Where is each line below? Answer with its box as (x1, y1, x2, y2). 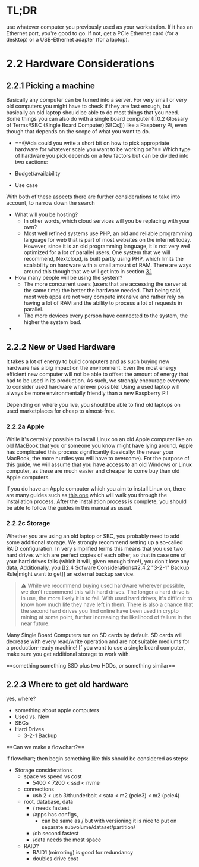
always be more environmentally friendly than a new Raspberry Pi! (6, 389, 169, 397)
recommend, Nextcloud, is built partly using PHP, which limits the (23, 255, 184, 262)
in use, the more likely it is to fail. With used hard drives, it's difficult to (20, 595, 192, 602)
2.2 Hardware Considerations (6, 57, 155, 70)
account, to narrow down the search (6, 199, 95, 206)
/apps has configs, (32, 811, 78, 818)
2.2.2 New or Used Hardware (6, 342, 116, 352)
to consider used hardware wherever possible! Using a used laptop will (6, 383, 180, 390)
